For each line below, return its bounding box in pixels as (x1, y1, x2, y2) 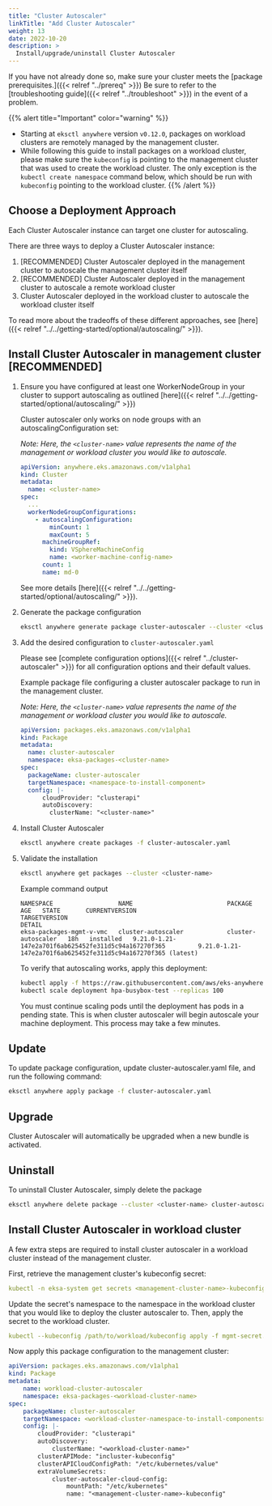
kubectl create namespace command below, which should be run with (19, 172, 253, 181)
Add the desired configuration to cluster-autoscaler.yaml (19, 637, 215, 647)
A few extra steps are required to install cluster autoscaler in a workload (8, 1244, 249, 1254)
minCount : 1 (49, 523, 90, 531)
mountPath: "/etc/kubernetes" (66, 1483, 168, 1491)
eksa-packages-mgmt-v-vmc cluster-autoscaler (19, 927, 184, 935)
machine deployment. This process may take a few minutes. (19, 1018, 221, 1028)
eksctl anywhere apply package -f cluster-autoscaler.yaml (8, 1088, 212, 1096)
